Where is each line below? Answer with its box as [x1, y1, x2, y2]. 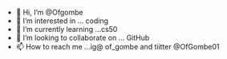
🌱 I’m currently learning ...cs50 [15, 25, 118, 33]
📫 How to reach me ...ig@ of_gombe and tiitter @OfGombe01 [15, 42, 220, 51]
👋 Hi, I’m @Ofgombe [15, 8, 83, 17]
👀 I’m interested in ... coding [15, 16, 109, 26]
